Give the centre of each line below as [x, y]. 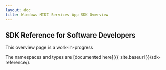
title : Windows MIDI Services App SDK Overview [57, 15]
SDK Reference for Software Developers [70, 35]
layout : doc [18, 10]
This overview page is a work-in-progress [49, 47]
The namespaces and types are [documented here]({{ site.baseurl [75, 57]
